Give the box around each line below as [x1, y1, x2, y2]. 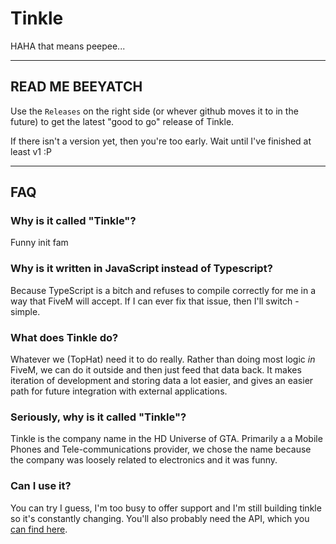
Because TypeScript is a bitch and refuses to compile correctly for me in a [10, 284, 317, 296]
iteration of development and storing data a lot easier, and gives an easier [10, 375, 314, 387]
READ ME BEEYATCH [10, 78, 143, 96]
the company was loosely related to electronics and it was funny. [10, 454, 278, 466]
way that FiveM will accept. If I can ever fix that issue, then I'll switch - [10, 295, 300, 307]
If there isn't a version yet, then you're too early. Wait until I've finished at [10, 135, 312, 147]
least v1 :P [10, 145, 52, 157]
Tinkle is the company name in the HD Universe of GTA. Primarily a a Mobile [10, 433, 323, 445]
